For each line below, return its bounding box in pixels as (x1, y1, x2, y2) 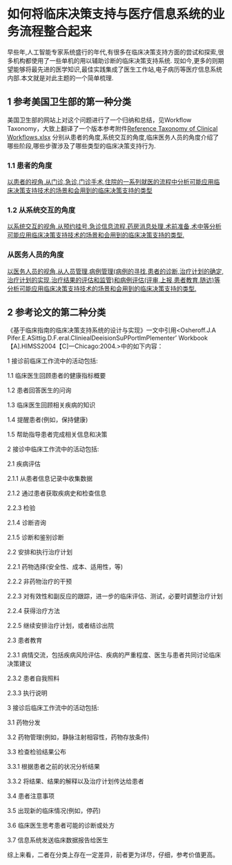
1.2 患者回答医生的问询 (7, 386, 72, 394)
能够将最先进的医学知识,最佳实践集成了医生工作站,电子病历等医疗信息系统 (12, 65, 223, 73)
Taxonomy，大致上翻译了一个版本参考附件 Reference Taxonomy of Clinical (7, 124, 218, 132)
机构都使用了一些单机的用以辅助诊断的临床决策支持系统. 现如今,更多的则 (12, 56, 219, 64)
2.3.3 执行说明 (7, 689, 48, 698)
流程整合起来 (19, 24, 93, 39)
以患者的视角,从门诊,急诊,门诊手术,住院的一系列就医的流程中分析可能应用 (7, 178, 214, 186)
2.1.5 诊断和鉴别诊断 (7, 534, 64, 542)
